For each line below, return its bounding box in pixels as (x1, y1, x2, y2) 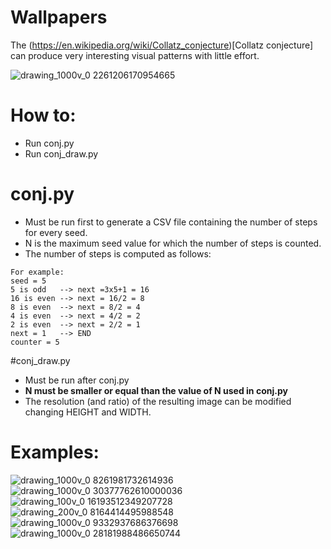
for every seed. (24, 226, 88, 238)
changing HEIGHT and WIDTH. (24, 406, 152, 418)
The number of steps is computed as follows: (24, 247, 212, 260)
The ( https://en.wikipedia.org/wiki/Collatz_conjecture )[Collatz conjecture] (10, 39, 314, 51)
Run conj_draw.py (24, 147, 99, 160)
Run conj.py (24, 137, 75, 149)
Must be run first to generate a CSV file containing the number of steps (24, 216, 318, 228)
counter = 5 (10, 337, 60, 347)
